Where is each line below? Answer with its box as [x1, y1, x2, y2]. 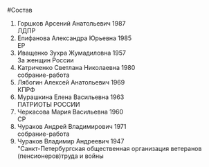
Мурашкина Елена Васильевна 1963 [17, 93, 125, 101]
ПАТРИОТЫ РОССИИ [17, 100, 81, 108]
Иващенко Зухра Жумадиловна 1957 [17, 49, 127, 57]
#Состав [7, 6, 33, 14]
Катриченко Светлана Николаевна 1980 [17, 64, 136, 71]
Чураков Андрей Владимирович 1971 [17, 123, 127, 130]
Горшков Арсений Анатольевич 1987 [17, 19, 126, 27]
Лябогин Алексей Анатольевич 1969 [17, 78, 125, 86]
